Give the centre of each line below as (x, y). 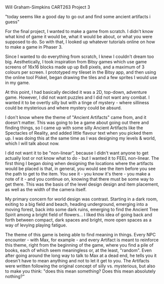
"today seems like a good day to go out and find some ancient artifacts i (78, 16)
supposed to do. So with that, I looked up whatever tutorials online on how (80, 42)
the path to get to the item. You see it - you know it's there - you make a (78, 174)
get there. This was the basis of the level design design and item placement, (82, 184)
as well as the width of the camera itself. (46, 189)
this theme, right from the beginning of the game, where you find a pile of (79, 245)
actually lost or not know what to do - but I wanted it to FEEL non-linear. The (82, 158)
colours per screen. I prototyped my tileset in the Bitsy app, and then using (81, 72)
